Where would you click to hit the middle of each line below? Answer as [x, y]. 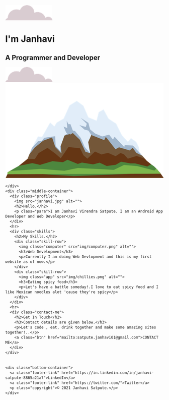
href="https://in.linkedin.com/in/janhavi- [108, 373]
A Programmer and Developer [53, 58]
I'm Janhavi [30, 39]
